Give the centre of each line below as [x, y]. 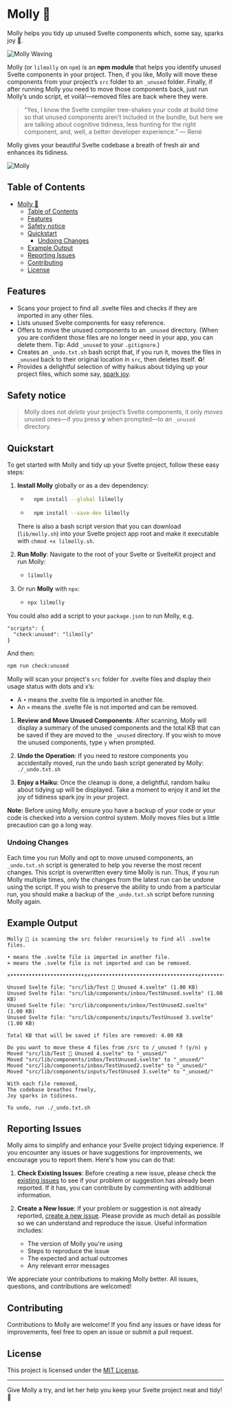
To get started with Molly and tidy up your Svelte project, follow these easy [113, 465]
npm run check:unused [38, 666]
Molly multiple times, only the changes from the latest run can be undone [111, 879]
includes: [30, 1230]
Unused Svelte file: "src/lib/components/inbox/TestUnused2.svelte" [107, 1005]
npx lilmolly [46, 602]
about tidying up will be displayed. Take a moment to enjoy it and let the [119, 789]
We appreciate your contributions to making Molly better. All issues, [103, 1279]
